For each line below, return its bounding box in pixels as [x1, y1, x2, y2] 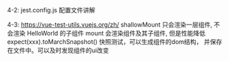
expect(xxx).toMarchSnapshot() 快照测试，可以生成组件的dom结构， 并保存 [7, 38, 223, 46]
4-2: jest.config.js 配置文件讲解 [7, 6, 95, 14]
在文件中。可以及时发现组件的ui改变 [7, 47, 109, 54]
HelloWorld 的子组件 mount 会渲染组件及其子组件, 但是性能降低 [26, 29, 206, 37]
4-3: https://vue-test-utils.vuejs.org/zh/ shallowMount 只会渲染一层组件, [7, 21, 212, 29]
